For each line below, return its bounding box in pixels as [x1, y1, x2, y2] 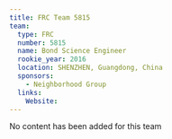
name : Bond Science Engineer [17, 47, 127, 56]
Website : [25, 96, 59, 106]
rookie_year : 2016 [17, 55, 87, 64]
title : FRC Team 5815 [9, 13, 91, 22]
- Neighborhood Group [25, 80, 106, 89]
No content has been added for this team [9, 121, 162, 132]
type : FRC [17, 30, 54, 39]
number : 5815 [17, 38, 67, 48]
